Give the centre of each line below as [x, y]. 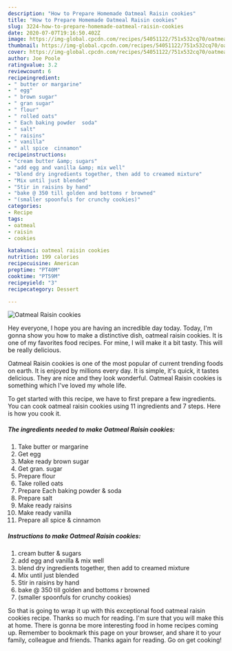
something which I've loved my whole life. [67, 386]
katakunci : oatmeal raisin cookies [59, 251]
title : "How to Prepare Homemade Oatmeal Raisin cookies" [93, 20]
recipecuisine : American [43, 264]
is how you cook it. [34, 414]
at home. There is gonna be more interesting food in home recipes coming [113, 625]
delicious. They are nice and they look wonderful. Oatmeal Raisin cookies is [115, 378]
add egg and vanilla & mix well [61, 561]
